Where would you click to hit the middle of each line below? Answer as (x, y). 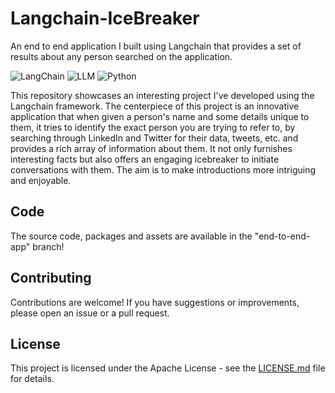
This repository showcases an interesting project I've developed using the (162, 95)
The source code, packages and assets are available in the (131, 236)
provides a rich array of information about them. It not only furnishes (151, 148)
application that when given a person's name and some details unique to (160, 116)
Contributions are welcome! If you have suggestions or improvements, (155, 302)
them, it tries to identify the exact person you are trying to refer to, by (153, 127)
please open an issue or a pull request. (90, 313)
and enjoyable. (41, 180)
